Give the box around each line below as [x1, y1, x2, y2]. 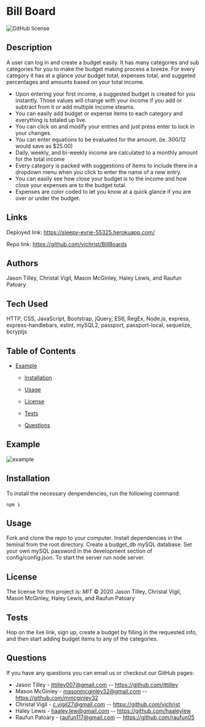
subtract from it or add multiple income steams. [15, 103, 135, 110]
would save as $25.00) [15, 142, 73, 150]
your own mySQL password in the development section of [6, 547, 153, 555]
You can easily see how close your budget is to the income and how [15, 175, 187, 182]
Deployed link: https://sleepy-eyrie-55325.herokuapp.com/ [6, 228, 155, 236]
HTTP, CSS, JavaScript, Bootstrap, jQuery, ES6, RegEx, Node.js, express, [6, 315, 191, 323]
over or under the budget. [15, 194, 81, 202]
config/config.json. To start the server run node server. [6, 554, 145, 561]
